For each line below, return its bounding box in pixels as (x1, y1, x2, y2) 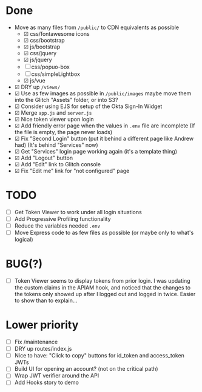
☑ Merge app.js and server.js (14, 109, 92, 116)
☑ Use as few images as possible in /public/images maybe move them (14, 89, 192, 97)
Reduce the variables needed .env (14, 222, 101, 229)
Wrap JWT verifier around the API (14, 372, 99, 379)
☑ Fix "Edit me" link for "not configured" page (14, 167, 130, 174)
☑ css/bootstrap (23, 36, 65, 44)
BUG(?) (5, 257, 43, 271)
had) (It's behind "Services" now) (14, 141, 98, 149)
